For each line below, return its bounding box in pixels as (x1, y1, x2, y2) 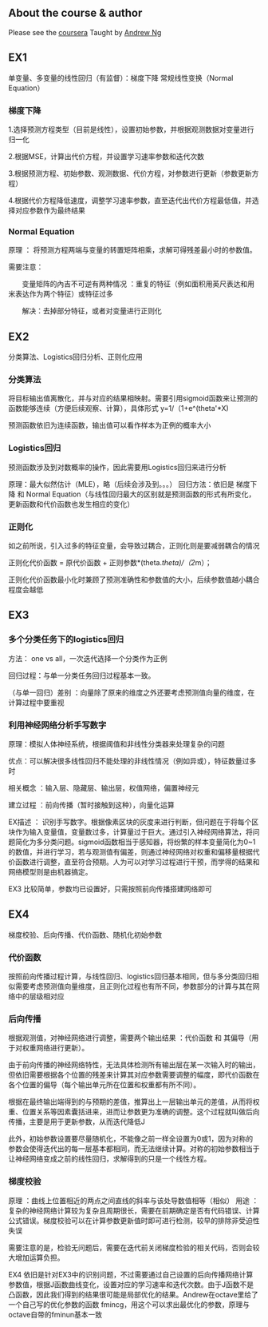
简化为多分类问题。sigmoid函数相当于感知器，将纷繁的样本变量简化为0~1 (14, 837, 256, 847)
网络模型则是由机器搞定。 (8, 867, 93, 876)
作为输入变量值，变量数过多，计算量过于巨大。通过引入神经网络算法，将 (14, 827, 253, 836)
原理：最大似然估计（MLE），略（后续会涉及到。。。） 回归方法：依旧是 (8, 479, 235, 488)
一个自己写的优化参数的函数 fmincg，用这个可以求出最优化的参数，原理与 (8, 1299, 250, 1309)
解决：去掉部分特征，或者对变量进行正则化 (22, 306, 162, 316)
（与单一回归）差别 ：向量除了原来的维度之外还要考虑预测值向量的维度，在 (8, 687, 255, 697)
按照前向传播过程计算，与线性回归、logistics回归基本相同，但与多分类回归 (8, 971, 253, 982)
